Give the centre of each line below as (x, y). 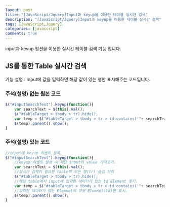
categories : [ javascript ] (32, 29)
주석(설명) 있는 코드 (28, 142)
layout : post (19, 10)
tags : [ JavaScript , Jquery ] (34, 24)
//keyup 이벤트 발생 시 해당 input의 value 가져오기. (65, 162)
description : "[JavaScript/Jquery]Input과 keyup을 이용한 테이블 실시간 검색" (83, 19)
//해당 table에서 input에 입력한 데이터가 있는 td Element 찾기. (76, 181)
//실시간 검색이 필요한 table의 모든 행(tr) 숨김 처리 (64, 172)
